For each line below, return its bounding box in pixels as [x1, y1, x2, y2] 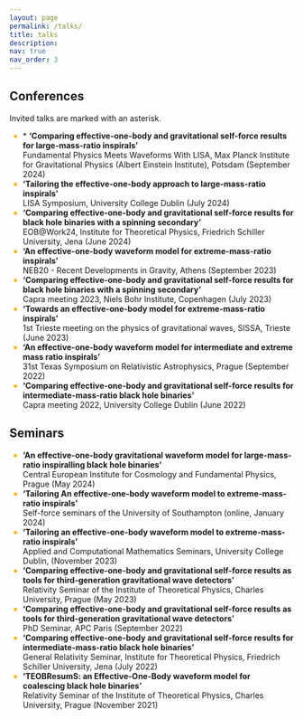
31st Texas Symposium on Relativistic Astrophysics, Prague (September [22, 361, 289, 372]
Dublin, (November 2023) [22, 555, 118, 566]
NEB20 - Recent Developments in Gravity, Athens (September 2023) [22, 264, 277, 276]
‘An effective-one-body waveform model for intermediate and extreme [22, 341, 293, 353]
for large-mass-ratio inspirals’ [22, 139, 138, 150]
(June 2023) [22, 332, 69, 343]
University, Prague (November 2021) [22, 699, 159, 710]
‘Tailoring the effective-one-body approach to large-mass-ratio [22, 178, 266, 189]
